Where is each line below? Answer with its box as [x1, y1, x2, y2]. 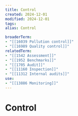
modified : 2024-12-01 [5, 16, 50, 21]
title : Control [5, 7, 37, 12]
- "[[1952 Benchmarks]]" [5, 58, 56, 62]
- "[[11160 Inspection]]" [5, 67, 58, 72]
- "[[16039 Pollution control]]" [5, 39, 74, 45]
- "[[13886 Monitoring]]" [5, 81, 58, 86]
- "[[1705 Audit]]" [5, 62, 45, 67]
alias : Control [5, 26, 37, 31]
